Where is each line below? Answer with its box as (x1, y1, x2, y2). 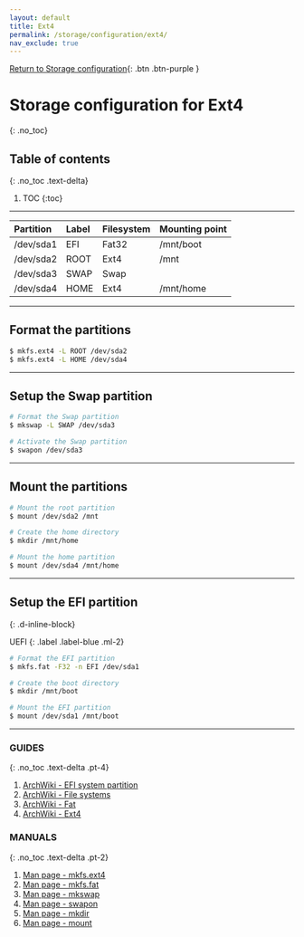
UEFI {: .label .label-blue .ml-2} (9, 636, 125, 647)
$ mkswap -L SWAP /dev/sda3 (9, 421, 116, 430)
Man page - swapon (22, 898, 99, 909)
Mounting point (159, 223, 228, 235)
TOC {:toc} (22, 193, 63, 204)
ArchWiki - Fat (22, 798, 76, 810)
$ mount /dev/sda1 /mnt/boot (9, 712, 119, 721)
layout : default (9, 13, 71, 23)
